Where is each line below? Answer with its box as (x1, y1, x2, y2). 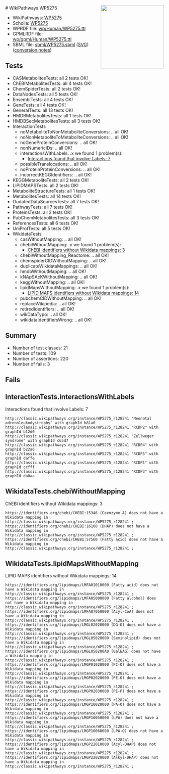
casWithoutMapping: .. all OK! (20, 236, 82, 242)
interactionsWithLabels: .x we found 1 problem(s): (20, 150, 123, 156)
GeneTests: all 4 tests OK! (12, 102, 66, 108)
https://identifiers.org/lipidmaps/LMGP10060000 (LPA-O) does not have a (5, 729, 163, 734)
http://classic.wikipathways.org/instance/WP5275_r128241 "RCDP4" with (5, 442, 158, 447)
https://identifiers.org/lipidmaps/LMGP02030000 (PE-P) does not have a (5, 689, 161, 694)
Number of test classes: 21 (12, 345, 68, 351)
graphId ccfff (5, 465, 35, 470)
